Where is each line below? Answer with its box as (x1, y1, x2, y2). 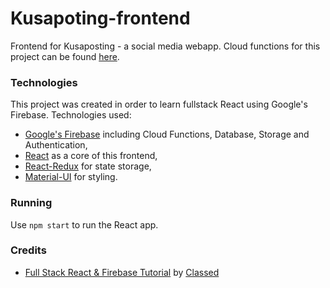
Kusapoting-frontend (10, 7, 191, 30)
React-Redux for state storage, (24, 160, 152, 172)
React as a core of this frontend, (24, 150, 158, 162)
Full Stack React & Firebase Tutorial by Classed (24, 266, 220, 278)
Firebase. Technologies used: (10, 109, 132, 121)
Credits (10, 243, 47, 257)
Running (10, 196, 53, 210)
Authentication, (24, 139, 88, 151)
